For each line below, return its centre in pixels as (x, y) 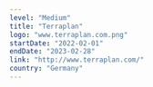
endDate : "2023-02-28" (52, 52)
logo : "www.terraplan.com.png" (69, 34)
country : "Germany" (46, 69)
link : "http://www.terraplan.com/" (77, 60)
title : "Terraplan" (46, 26)
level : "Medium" (40, 18)
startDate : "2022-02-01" (56, 43)
